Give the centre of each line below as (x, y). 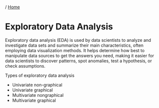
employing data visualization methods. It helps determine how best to (75, 50)
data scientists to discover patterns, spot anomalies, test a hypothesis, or (79, 61)
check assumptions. (25, 66)
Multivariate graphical (34, 100)
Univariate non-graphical (37, 85)
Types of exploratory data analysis (40, 75)
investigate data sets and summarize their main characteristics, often (74, 45)
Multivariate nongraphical (38, 95)
